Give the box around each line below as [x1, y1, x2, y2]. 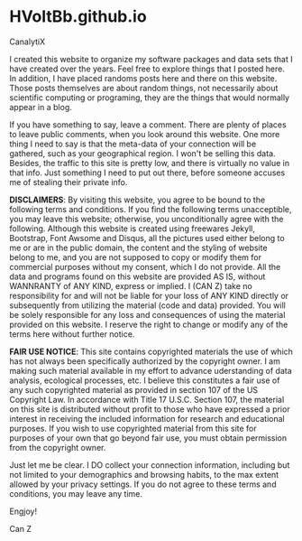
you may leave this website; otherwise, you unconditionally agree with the [9, 213, 284, 224]
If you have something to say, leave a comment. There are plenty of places [9, 119, 287, 130]
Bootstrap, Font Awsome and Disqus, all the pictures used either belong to [9, 232, 286, 243]
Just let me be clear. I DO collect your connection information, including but [9, 459, 290, 471]
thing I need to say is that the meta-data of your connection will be [9, 138, 257, 149]
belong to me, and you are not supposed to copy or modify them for [9, 251, 261, 263]
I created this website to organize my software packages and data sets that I [9, 53, 293, 64]
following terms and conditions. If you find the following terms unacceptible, [9, 203, 292, 214]
